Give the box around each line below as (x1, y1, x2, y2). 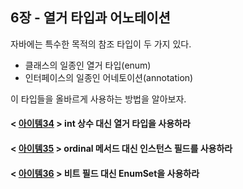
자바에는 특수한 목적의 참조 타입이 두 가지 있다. (10, 38, 192, 50)
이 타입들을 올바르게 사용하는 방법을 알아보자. (10, 93, 187, 105)
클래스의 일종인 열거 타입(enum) (24, 59, 152, 71)
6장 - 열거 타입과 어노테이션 (10, 9, 171, 27)
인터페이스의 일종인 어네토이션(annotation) (24, 71, 194, 83)
